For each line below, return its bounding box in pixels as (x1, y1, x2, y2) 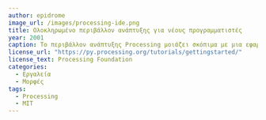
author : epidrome (8, 11, 66, 20)
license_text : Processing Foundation (8, 56, 133, 64)
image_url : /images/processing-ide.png (8, 19, 140, 27)
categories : (8, 63, 47, 71)
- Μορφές (15, 77, 44, 85)
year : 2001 (8, 33, 44, 42)
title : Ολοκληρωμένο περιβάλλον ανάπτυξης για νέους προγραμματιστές (8, 26, 243, 34)
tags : (8, 84, 26, 93)
